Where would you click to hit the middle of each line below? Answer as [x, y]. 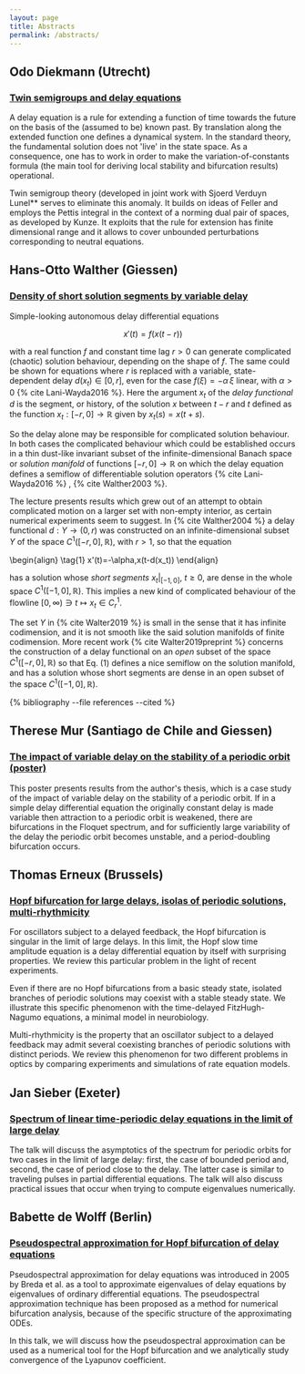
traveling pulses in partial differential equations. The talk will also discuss [146, 1179]
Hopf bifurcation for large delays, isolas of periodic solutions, [148, 901]
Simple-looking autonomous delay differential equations [114, 316]
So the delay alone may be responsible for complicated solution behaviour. [149, 435]
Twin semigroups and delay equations [96, 97]
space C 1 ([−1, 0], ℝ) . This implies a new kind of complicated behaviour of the [152, 590]
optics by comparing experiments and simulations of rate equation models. [150, 1064]
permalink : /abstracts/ [55, 35]
